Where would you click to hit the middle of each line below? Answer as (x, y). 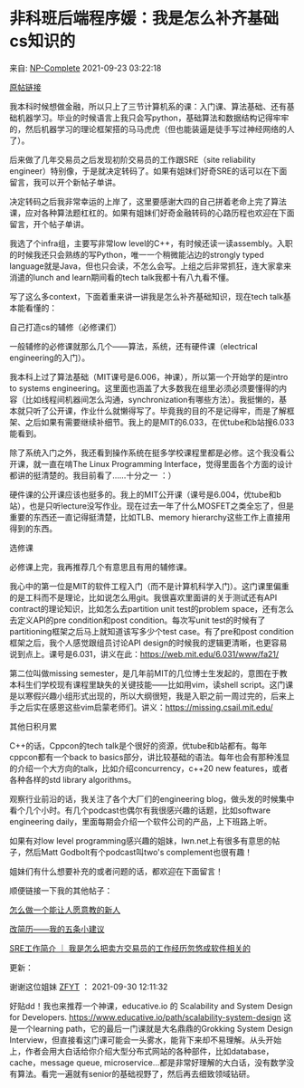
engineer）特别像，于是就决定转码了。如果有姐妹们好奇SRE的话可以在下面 (148, 171)
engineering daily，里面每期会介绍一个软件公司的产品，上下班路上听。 (141, 821)
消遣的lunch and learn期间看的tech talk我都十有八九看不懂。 (122, 277)
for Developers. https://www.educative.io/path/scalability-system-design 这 (151, 1017)
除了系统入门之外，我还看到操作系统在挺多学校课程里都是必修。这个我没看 (148, 453)
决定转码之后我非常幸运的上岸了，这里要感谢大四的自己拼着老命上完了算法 (148, 201)
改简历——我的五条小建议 (57, 929)
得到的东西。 (33, 528)
